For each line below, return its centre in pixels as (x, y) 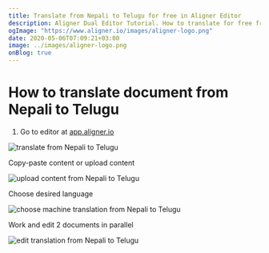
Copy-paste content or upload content (72, 163)
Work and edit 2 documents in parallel (71, 224)
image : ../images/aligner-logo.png (68, 46)
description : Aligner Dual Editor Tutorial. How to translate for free (130, 23)
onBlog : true (30, 53)
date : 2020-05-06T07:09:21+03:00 (64, 38)
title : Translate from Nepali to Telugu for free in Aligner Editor (125, 16)
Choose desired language (51, 194)
